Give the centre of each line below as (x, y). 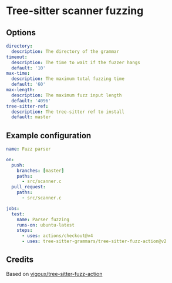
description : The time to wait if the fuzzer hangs (76, 62)
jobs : (13, 208)
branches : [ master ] (41, 171)
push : (18, 165)
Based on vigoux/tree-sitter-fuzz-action (54, 274)
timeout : (17, 57)
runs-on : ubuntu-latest (46, 225)
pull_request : (28, 187)
